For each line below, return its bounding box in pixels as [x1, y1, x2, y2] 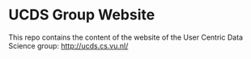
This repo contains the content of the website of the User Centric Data [8, 32, 244, 42]
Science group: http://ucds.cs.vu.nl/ [8, 40, 129, 50]
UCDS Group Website [8, 6, 155, 24]
